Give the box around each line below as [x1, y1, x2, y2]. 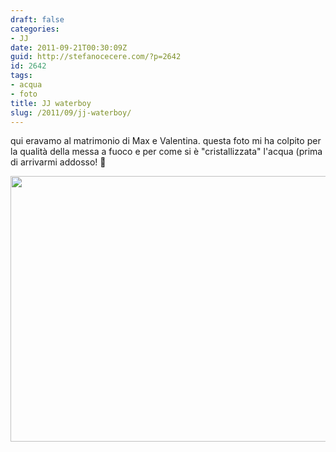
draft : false [10, 14, 65, 25]
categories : [10, 24, 60, 34]
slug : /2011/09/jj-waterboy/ [10, 107, 132, 118]
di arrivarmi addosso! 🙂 [10, 156, 107, 168]
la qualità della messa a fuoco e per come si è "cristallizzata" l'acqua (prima [10, 146, 323, 158]
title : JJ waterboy [10, 98, 92, 108]
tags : [10, 71, 33, 81]
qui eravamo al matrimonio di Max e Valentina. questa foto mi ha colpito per [10, 135, 322, 147]
